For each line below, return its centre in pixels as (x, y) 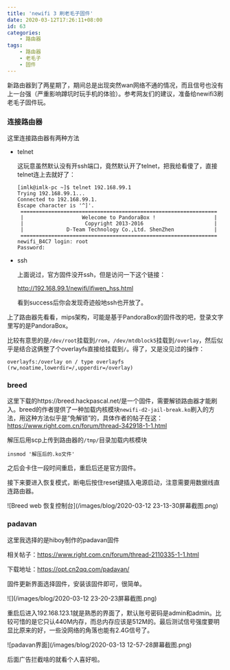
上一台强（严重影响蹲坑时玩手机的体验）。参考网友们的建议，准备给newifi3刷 (115, 93)
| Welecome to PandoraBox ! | (119, 217)
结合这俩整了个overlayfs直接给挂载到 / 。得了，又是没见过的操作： (112, 348)
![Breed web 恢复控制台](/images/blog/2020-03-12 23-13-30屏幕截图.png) (113, 506)
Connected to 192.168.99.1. (57, 199)
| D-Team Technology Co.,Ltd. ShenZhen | (119, 230)
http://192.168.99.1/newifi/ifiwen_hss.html (75, 288)
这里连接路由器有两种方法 (43, 137)
